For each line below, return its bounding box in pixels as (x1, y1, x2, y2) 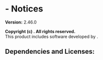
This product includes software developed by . (5, 34, 98, 39)
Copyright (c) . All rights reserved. (5, 28, 76, 34)
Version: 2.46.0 (5, 19, 37, 25)
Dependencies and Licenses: (5, 48, 95, 56)
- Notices (5, 3, 43, 14)
